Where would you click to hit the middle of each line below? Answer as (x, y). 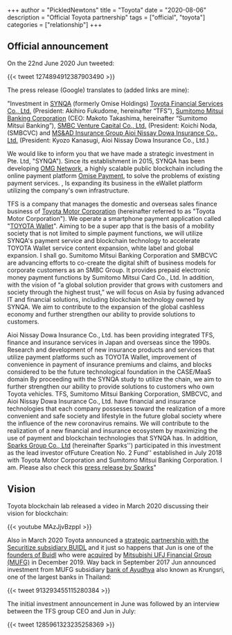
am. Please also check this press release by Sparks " (82, 467)
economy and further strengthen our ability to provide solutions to (101, 314)
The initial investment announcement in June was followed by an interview (114, 603)
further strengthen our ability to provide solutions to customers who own (111, 386)
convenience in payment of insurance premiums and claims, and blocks (110, 364)
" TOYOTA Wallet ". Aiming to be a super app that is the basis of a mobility (111, 226)
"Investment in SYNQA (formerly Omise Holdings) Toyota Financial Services (115, 103)
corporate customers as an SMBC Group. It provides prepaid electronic (109, 270)
